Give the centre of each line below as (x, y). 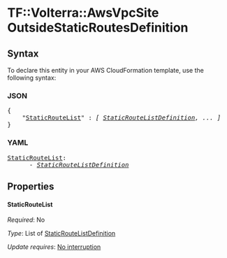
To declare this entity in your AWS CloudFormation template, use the (105, 70)
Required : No (26, 220)
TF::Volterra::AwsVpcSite (83, 13)
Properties (31, 186)
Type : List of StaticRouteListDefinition (61, 234)
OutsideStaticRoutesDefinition (98, 28)
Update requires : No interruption (54, 247)
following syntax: (32, 78)
